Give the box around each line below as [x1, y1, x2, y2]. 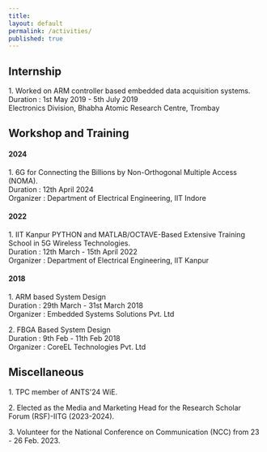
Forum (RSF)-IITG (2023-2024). [8, 411, 115, 421]
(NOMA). [8, 176, 38, 185]
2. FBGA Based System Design [8, 325, 111, 335]
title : [8, 11, 31, 20]
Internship [8, 64, 62, 78]
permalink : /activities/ [8, 27, 92, 35]
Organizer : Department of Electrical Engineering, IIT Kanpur [8, 255, 210, 265]
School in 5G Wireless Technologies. [8, 238, 131, 248]
